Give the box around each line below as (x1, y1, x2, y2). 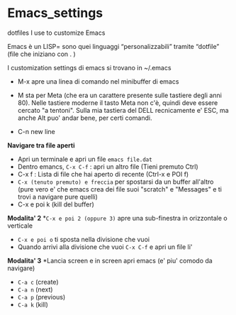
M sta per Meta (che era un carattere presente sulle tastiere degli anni (17, 91, 222, 99)
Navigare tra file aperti (7, 140, 75, 150)
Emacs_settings (7, 5, 103, 21)
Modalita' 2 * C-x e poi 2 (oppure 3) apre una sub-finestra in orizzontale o (7, 214, 228, 222)
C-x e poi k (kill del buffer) (17, 200, 94, 209)
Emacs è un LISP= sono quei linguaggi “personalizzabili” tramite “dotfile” (7, 42, 220, 50)
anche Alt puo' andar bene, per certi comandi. (17, 114, 152, 122)
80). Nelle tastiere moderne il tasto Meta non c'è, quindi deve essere (17, 98, 218, 107)
